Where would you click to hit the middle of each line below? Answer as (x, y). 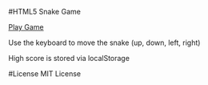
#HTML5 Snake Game (45, 12)
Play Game (26, 27)
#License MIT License (45, 74)
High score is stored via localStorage (69, 58)
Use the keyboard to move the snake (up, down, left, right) (104, 42)
